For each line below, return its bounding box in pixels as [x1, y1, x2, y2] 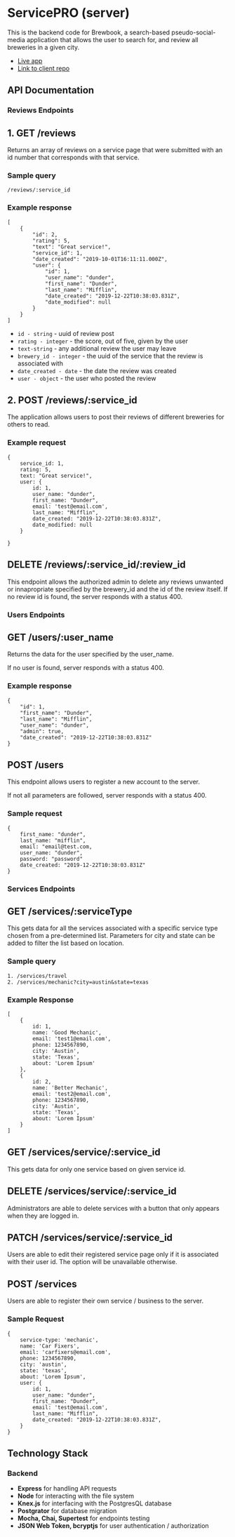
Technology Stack [7, 1447, 88, 1459]
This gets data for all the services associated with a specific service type [7, 924, 218, 932]
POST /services [7, 1278, 77, 1290]
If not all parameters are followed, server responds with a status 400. [7, 791, 207, 800]
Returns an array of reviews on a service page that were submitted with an [7, 146, 223, 154]
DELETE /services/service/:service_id [7, 1186, 177, 1197]
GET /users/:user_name [7, 631, 114, 643]
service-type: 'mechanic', [20, 1336, 99, 1343]
